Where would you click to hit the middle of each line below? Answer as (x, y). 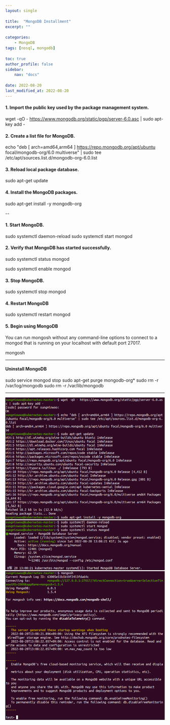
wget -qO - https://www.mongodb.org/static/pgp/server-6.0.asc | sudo (79, 118)
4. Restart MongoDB (27, 303)
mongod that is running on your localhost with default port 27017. (73, 343)
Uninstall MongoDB (26, 369)
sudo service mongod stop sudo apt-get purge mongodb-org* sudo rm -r (82, 380)
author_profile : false (29, 64)
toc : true (16, 59)
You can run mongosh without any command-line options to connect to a (81, 337)
